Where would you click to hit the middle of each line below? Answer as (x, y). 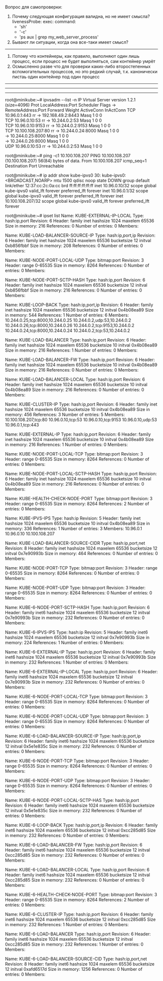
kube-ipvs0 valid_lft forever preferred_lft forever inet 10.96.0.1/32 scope (77, 191)
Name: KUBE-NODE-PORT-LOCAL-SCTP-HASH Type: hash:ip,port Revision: (81, 474)
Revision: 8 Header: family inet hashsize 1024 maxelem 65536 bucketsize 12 (81, 548)
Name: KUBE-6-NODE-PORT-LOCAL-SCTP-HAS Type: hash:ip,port (72, 800)
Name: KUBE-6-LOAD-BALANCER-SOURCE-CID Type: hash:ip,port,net (76, 959)
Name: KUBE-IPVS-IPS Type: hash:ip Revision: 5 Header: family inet (73, 518)
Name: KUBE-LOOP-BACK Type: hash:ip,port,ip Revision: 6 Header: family (79, 305)
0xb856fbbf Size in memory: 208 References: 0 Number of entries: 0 (74, 245)
